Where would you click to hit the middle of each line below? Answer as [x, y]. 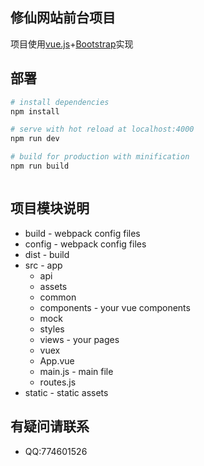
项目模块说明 [50, 208]
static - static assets [66, 392]
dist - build [47, 254]
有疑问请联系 [50, 426]
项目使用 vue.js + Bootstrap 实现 [72, 44]
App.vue [57, 360]
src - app [43, 265]
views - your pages [79, 339]
